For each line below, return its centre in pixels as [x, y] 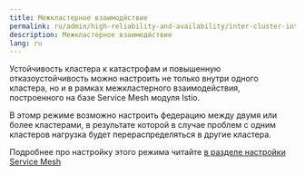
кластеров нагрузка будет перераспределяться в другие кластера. [141, 135]
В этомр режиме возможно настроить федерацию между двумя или [143, 115]
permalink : [30, 26]
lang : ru [26, 43]
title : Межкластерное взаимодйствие [79, 18]
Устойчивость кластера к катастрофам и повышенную [115, 69]
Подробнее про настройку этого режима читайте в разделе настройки [148, 152]
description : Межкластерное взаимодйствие [91, 34]
